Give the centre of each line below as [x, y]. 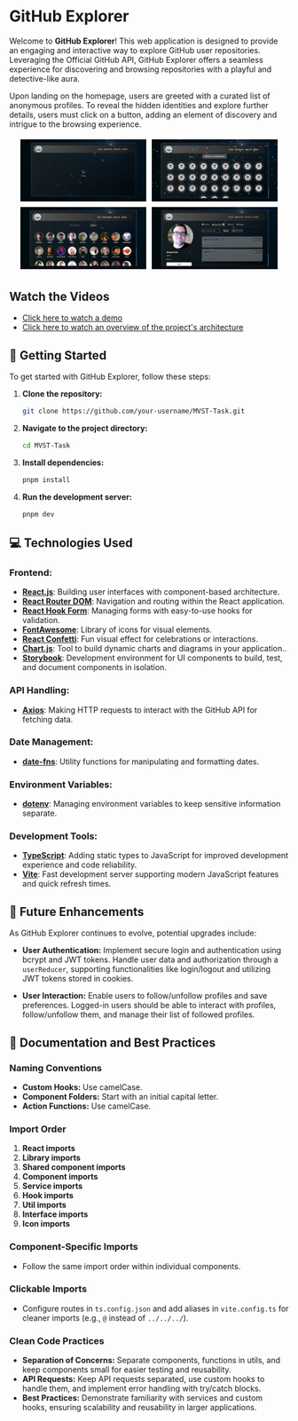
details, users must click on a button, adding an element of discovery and [143, 114]
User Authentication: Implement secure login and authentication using [152, 951]
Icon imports [46, 1224]
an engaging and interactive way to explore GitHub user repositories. [135, 50]
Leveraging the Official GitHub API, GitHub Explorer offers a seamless [136, 59]
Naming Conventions [56, 1068]
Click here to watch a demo [72, 318]
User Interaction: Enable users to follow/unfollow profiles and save [145, 996]
